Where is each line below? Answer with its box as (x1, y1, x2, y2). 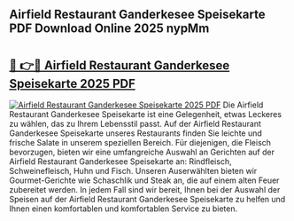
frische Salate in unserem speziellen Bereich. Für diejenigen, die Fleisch (9, 138, 272, 147)
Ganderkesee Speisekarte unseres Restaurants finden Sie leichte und (9, 128, 263, 138)
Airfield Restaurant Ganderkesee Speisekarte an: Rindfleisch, (9, 156, 232, 167)
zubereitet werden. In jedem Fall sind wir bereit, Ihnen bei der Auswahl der (9, 185, 281, 194)
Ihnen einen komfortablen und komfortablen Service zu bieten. (9, 203, 237, 214)
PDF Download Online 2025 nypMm (9, 21, 210, 36)
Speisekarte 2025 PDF (9, 75, 135, 91)
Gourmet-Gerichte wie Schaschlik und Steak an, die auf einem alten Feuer (9, 175, 280, 185)
